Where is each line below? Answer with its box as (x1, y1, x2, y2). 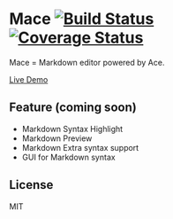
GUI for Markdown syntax (21, 152, 117, 162)
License (9, 177, 54, 192)
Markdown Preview (21, 133, 93, 144)
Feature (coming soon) (9, 100, 137, 115)
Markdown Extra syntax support (21, 142, 139, 153)
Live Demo (9, 74, 49, 84)
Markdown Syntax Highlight (21, 123, 124, 134)
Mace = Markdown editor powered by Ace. (9, 57, 165, 67)
